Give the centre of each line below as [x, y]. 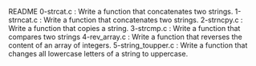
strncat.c [23, 20]
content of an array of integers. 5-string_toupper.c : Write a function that [128, 45]
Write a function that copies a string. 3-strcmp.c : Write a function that [124, 28]
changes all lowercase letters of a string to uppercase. [98, 54]
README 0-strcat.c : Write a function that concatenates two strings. [121, 12]
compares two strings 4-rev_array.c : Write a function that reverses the [125, 37]
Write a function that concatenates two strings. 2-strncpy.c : [143, 20]
